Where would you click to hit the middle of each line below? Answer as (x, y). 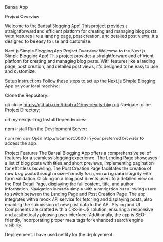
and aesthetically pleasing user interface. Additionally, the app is (70, 215)
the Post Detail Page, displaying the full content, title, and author (69, 184)
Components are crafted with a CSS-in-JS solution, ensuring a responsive (79, 209)
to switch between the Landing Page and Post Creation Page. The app (75, 194)
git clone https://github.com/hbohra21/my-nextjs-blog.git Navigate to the (78, 105)
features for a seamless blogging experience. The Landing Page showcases (81, 158)
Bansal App (17, 7)
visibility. (14, 225)
